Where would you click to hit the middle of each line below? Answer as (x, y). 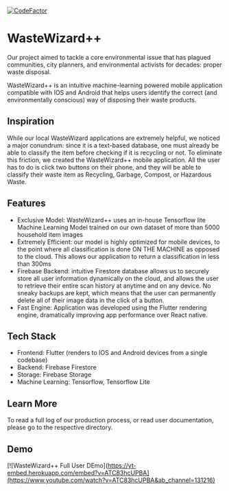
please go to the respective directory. (60, 427)
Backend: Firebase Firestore (57, 367)
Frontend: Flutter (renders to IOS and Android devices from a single (112, 353)
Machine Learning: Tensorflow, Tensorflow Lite (83, 382)
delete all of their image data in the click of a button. (91, 300)
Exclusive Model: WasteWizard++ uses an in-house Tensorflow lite (111, 220)
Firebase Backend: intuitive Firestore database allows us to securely (113, 271)
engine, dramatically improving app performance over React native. (112, 315)
